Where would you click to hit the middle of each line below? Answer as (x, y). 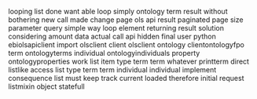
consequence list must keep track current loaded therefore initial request (126, 78)
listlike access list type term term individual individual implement (112, 70)
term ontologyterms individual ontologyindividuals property (104, 53)
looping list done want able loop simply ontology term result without (118, 11)
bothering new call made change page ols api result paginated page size (126, 20)
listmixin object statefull (46, 86)
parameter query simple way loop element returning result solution (116, 28)
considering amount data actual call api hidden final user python (112, 36)
